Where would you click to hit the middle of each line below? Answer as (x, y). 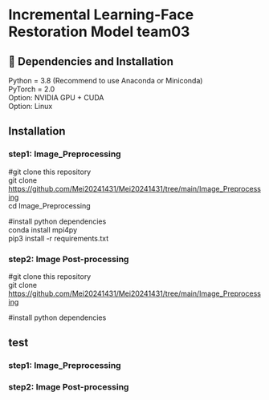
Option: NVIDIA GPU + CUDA (56, 97)
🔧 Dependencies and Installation (91, 61)
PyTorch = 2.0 (32, 89)
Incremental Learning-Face (101, 15)
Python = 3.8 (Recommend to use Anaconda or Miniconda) (106, 81)
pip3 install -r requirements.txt (59, 238)
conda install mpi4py (43, 229)
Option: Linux (31, 106)
